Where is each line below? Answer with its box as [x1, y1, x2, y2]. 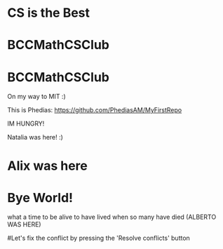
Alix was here [7, 158, 88, 173]
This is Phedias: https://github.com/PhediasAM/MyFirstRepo [7, 106, 182, 114]
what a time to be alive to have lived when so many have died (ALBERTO [7, 213, 217, 222]
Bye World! [7, 189, 74, 206]
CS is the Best [7, 5, 90, 21]
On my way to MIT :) [7, 93, 66, 101]
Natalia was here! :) [7, 133, 63, 142]
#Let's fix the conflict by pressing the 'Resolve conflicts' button [7, 234, 191, 243]
